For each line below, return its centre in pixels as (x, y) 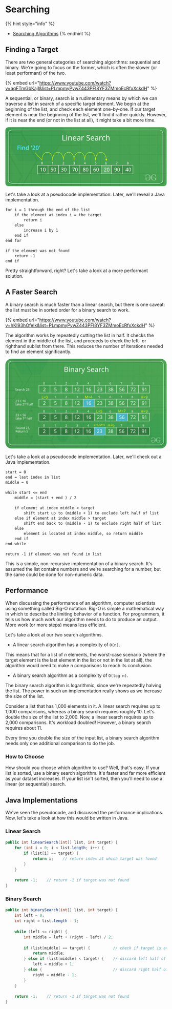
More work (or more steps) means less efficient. (56, 625)
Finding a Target (32, 50)
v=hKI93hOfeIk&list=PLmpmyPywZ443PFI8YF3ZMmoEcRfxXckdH (75, 325)
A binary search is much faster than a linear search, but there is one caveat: (85, 304)
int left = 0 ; (29, 916)
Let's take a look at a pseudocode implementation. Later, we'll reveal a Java (85, 194)
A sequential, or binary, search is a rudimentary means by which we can (81, 98)
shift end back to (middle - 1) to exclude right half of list (92, 524)
